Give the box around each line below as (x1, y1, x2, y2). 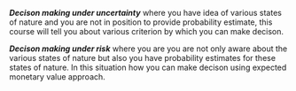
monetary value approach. (9, 72, 106, 82)
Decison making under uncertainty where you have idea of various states (9, 8, 282, 18)
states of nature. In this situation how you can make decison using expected (9, 62, 287, 72)
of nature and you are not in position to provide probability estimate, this (9, 17, 273, 27)
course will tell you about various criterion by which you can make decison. (9, 27, 284, 36)
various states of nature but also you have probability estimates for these (9, 53, 277, 63)
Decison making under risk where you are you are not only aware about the (9, 43, 288, 54)
